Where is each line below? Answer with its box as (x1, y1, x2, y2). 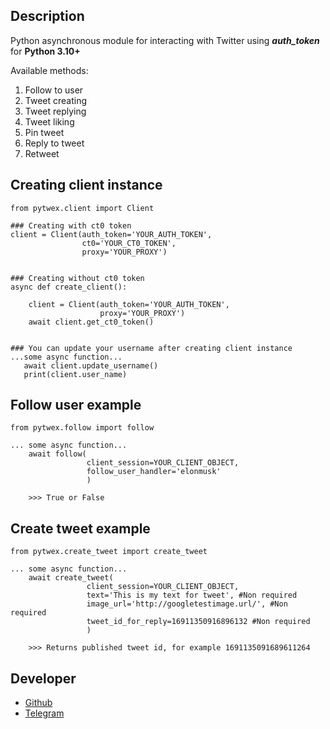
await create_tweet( (28, 573, 114, 583)
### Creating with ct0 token (10, 220, 132, 231)
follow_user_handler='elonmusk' (86, 467, 222, 477)
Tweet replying (24, 105, 87, 117)
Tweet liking (24, 115, 75, 128)
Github (24, 697, 53, 709)
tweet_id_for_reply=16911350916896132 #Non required (86, 617, 311, 627)
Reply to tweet (24, 137, 85, 149)
